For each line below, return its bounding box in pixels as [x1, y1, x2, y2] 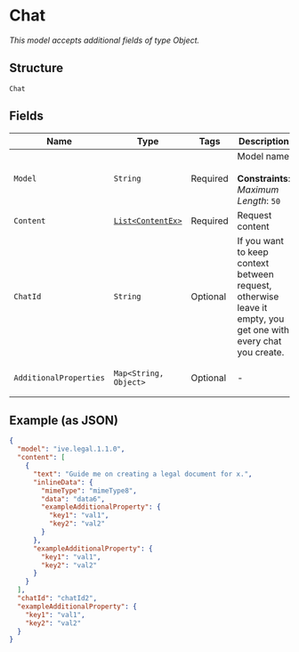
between [237, 268, 274, 281]
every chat [237, 335, 282, 347]
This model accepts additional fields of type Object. [9, 35, 200, 45]
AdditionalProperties [13, 372, 105, 383]
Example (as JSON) [9, 412, 118, 428]
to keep [237, 246, 269, 258]
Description [238, 134, 289, 147]
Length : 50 [237, 194, 281, 207]
